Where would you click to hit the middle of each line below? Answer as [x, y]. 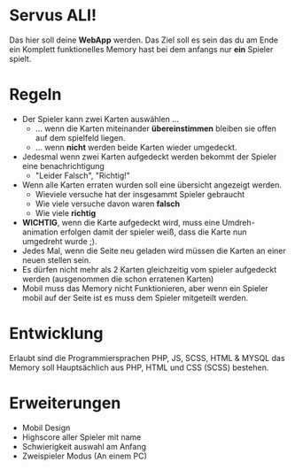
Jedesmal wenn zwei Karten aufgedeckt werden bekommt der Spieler [149, 157]
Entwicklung [56, 334]
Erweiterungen [65, 403]
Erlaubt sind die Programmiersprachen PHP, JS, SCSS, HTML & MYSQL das [147, 358]
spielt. [20, 58]
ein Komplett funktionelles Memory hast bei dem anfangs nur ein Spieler [141, 49]
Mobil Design [46, 428]
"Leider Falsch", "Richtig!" [83, 175]
